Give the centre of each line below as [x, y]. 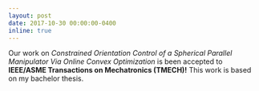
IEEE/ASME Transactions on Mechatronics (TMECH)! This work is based [130, 70]
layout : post [30, 16]
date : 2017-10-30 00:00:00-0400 [62, 23]
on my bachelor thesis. [46, 79]
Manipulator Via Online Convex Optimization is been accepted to [115, 61]
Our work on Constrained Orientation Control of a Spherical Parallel [120, 53]
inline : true [30, 30]
